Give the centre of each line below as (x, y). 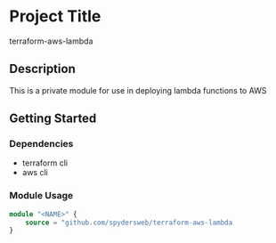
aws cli (35, 173)
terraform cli (45, 163)
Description (42, 69)
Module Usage (41, 196)
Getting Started (53, 119)
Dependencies (41, 144)
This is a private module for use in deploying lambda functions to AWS (138, 90)
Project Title (55, 16)
